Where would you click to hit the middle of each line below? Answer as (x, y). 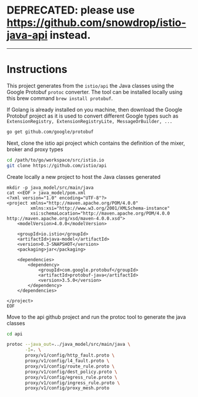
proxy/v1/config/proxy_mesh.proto (67, 388)
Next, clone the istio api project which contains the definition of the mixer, (96, 143)
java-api (27, 35)
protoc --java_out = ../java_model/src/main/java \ (69, 345)
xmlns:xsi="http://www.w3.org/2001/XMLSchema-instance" (100, 208)
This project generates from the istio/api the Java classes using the (90, 85)
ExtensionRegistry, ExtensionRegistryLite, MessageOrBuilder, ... (90, 121)
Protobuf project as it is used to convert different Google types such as (93, 116)
